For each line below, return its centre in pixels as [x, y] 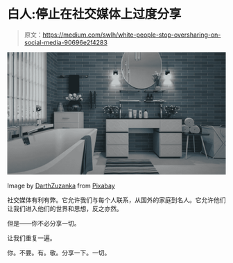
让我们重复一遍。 [32, 238]
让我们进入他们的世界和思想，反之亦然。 [65, 209]
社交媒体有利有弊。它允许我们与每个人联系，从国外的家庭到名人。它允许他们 [116, 200]
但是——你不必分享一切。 [44, 224]
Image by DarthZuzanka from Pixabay [61, 186]
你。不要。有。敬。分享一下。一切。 [59, 253]
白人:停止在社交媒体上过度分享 [94, 14]
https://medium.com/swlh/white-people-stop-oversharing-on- [132, 35]
